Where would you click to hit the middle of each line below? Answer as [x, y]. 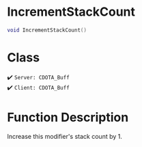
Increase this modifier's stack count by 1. [65, 136]
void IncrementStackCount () [47, 30]
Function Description [68, 117]
